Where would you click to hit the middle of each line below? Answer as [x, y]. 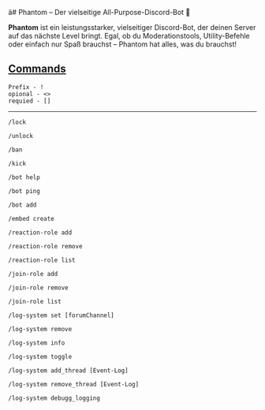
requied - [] [30, 101]
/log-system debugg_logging [54, 398]
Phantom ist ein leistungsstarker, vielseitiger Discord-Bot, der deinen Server [132, 27]
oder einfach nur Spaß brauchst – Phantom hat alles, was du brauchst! [123, 44]
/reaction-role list [42, 260]
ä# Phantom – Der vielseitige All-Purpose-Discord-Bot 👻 [99, 12]
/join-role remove [38, 288]
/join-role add [33, 274]
